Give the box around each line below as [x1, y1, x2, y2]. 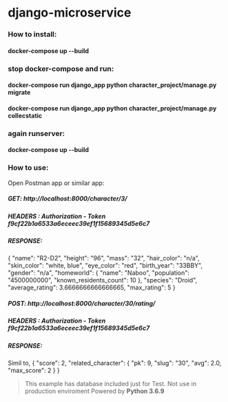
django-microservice [8, 5, 132, 21]
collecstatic [8, 111, 43, 119]
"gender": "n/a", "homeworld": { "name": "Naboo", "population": [8, 269, 190, 277]
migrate [8, 88, 31, 97]
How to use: [8, 163, 49, 173]
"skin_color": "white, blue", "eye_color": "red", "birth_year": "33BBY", [8, 261, 203, 270]
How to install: [8, 30, 57, 39]
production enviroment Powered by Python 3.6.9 [24, 387, 165, 395]
